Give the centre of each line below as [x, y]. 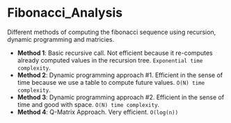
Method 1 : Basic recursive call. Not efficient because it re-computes [115, 53]
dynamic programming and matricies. [61, 39]
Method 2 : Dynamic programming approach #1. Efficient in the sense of [120, 75]
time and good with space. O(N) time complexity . [88, 104]
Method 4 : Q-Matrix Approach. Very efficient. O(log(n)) [98, 112]
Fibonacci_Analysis [65, 13]
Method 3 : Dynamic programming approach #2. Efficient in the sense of [121, 97]
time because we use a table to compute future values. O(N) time [111, 82]
